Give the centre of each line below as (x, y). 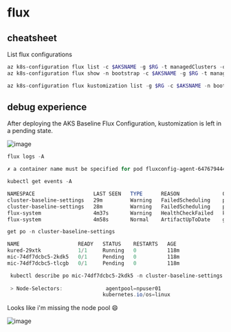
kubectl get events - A (40, 182)
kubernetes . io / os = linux (136, 295)
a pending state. (30, 131)
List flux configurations (40, 54)
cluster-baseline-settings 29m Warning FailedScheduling (109, 200)
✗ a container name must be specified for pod (75, 169)
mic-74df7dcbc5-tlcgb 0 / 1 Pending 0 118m (93, 263)
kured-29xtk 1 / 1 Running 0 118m (93, 251)
